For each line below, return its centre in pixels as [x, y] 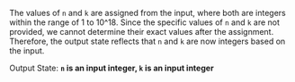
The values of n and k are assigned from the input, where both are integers [147, 13]
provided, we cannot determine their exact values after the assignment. [142, 32]
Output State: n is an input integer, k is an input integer [112, 68]
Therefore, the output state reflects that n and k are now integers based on [147, 41]
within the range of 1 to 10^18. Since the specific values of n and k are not [145, 22]
